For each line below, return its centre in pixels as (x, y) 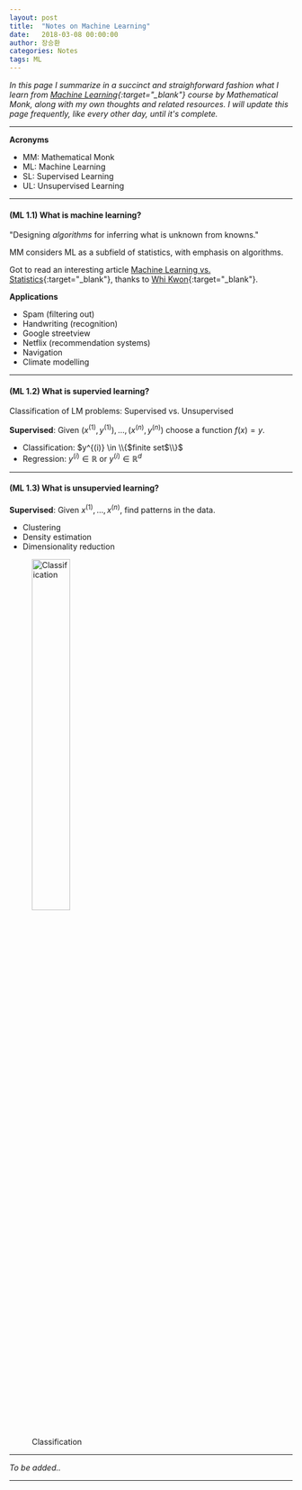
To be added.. (35, 1467)
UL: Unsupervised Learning (73, 186)
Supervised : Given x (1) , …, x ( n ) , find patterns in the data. (112, 509)
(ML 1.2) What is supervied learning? (80, 391)
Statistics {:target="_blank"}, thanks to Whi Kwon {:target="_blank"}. (134, 279)
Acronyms (29, 140)
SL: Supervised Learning (68, 176)
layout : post (34, 18)
